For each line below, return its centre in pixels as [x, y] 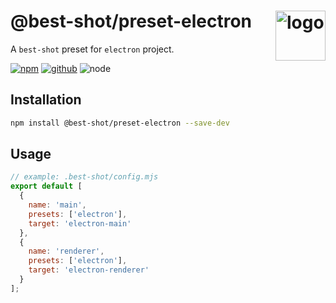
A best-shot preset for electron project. [92, 49]
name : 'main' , [57, 205]
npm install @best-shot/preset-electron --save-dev [120, 123]
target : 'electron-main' [80, 223]
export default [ [46, 186]
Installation [46, 100]
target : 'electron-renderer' [89, 270]
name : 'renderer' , [66, 251]
